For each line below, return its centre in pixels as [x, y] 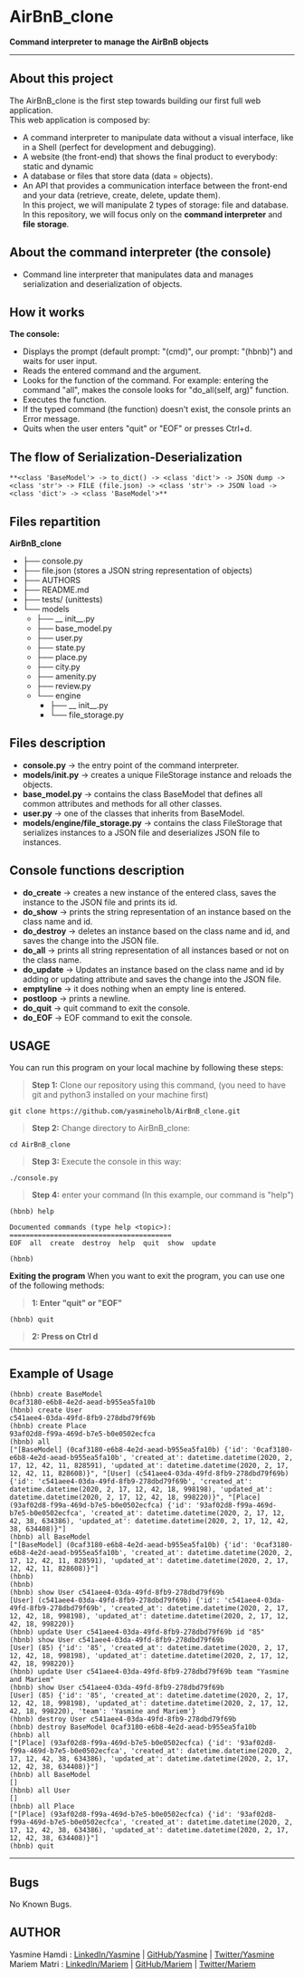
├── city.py [58, 667]
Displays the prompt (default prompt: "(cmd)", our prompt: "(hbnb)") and [157, 351]
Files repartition [55, 521]
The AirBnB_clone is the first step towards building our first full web [135, 101]
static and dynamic [58, 166]
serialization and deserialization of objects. [102, 283]
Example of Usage [62, 1373]
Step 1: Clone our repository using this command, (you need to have [159, 1085]
